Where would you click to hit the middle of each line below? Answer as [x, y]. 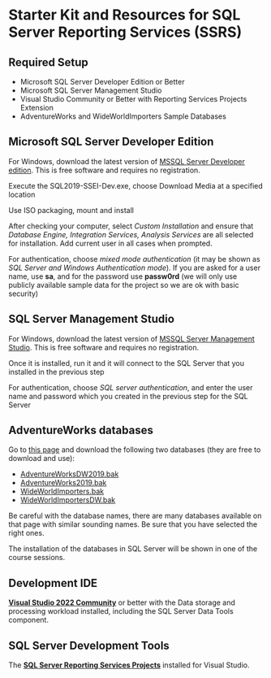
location [22, 194]
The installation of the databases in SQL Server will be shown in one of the [133, 549]
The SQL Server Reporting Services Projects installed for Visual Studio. [129, 665]
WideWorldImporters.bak [62, 491]
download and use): [42, 459]
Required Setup [49, 62]
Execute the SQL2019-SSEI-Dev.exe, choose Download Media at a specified [136, 185]
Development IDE [53, 583]
